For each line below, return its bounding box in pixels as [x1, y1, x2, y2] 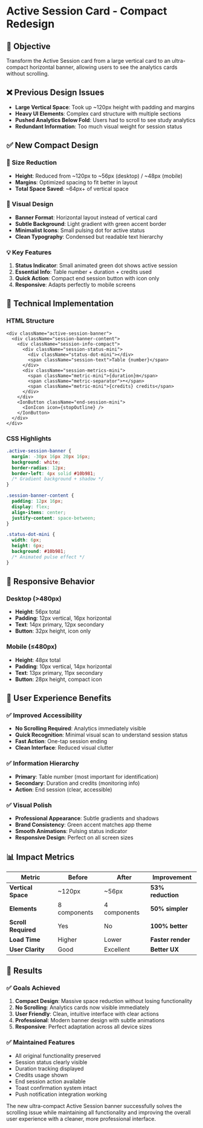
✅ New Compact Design [6, 140, 98, 150]
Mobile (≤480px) [6, 642, 57, 651]
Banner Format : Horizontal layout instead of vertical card [14, 213, 158, 221]
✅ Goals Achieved [6, 984, 60, 992]
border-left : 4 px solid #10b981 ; [11, 470, 96, 477]
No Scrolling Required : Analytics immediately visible [14, 725, 146, 732]
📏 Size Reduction [6, 158, 57, 167]
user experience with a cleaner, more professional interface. [6, 1115, 156, 1122]
